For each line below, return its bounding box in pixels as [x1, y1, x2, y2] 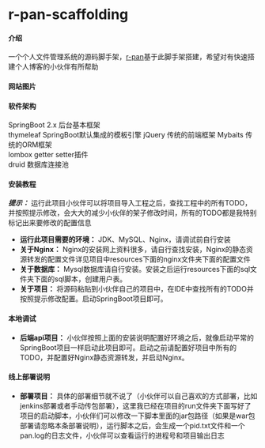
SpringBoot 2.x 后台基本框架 [8, 120, 100, 130]
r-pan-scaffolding [8, 6, 129, 24]
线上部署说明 [8, 372, 50, 382]
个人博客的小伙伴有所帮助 [14, 62, 99, 72]
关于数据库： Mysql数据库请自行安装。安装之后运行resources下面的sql [19, 265, 251, 274]
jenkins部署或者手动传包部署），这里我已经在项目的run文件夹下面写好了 [19, 401, 252, 410]
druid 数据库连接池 [8, 160, 70, 169]
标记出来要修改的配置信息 [8, 218, 92, 228]
